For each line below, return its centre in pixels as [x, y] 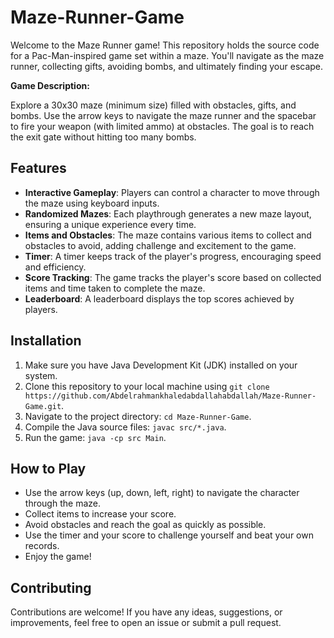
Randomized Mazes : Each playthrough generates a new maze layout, [168, 213]
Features [38, 168]
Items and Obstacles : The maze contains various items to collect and [168, 235]
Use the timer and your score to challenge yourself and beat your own [169, 535]
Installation [46, 341]
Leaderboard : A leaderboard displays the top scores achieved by [159, 298]
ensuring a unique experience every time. [110, 224]
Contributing [51, 587]
